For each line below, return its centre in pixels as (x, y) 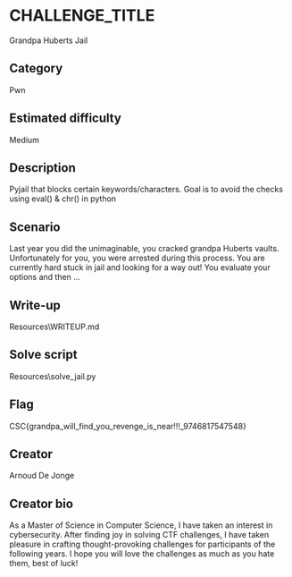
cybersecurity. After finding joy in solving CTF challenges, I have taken (139, 535)
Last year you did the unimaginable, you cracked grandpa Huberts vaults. (144, 249)
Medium (25, 140)
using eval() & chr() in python (63, 199)
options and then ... (45, 277)
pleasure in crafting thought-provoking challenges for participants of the (142, 544)
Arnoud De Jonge (42, 476)
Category (36, 68)
